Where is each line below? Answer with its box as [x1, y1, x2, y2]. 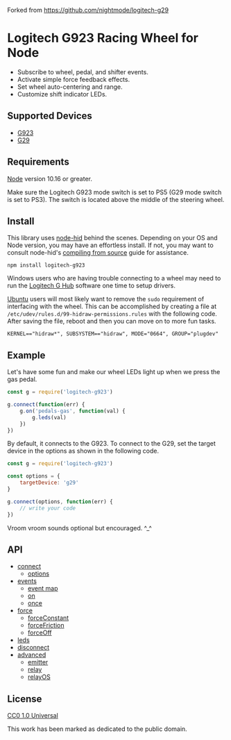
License [7, 693, 42, 705]
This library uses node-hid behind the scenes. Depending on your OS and [7, 234, 218, 242]
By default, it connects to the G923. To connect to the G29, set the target [7, 439, 216, 448]
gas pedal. [7, 375, 37, 384]
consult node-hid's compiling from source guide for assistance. [7, 249, 189, 257]
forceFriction [27, 621, 65, 630]
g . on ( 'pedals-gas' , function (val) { [19, 407, 126, 414]
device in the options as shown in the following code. [7, 447, 160, 455]
